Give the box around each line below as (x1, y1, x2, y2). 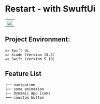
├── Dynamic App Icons (5, 91, 51, 96)
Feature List (5, 70, 42, 78)
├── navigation (5, 82, 36, 87)
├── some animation (5, 87, 44, 91)
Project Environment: (5, 35, 70, 44)
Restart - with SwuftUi (5, 3, 96, 14)
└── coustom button (5, 95, 44, 100)
